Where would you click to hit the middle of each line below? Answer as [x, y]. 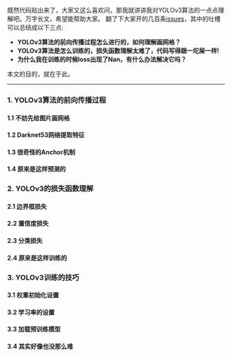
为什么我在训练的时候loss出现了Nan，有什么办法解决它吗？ [102, 59]
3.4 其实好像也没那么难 [40, 346]
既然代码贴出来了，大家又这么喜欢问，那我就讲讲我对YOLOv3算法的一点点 [113, 10]
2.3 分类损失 [25, 241]
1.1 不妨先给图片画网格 [39, 118]
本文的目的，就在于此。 [40, 74]
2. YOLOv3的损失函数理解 [50, 189]
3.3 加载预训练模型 [34, 329]
